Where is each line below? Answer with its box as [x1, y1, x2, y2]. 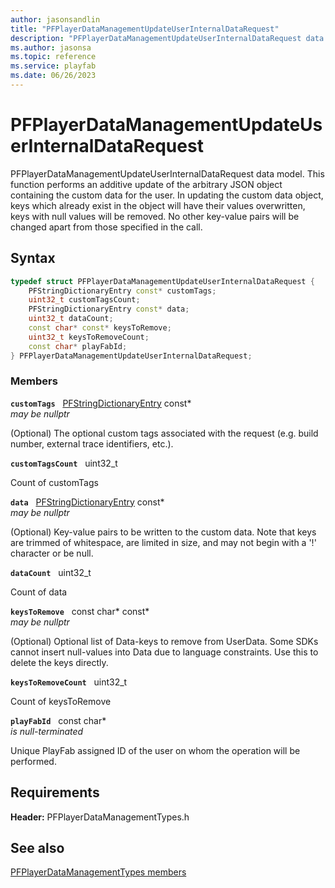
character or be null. [10, 547, 94, 559]
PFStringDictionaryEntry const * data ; [28, 304, 190, 315]
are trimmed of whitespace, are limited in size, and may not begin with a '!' [10, 536, 317, 548]
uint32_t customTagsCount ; [28, 295, 141, 305]
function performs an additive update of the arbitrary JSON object [10, 178, 283, 190]
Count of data [10, 586, 68, 598]
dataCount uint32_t [10, 566, 92, 578]
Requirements [10, 784, 100, 801]
